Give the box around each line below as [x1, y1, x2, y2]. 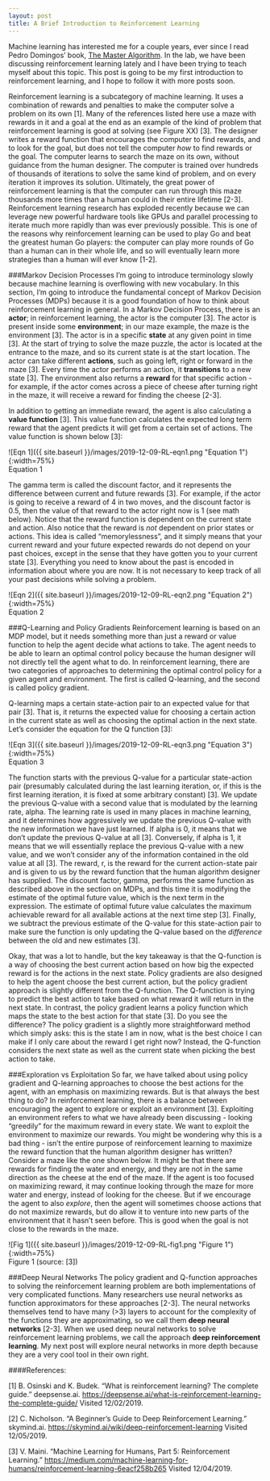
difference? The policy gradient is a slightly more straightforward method [8, 1019, 251, 1029]
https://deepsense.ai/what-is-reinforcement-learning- [81, 1389, 262, 1399]
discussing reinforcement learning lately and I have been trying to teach [8, 58, 247, 69]
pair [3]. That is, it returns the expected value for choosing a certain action [8, 707, 256, 717]
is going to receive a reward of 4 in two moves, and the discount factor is [8, 497, 251, 507]
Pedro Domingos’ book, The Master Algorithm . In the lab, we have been [8, 50, 246, 60]
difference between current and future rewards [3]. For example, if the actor [8, 488, 261, 498]
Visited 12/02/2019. [79, 1398, 143, 1408]
